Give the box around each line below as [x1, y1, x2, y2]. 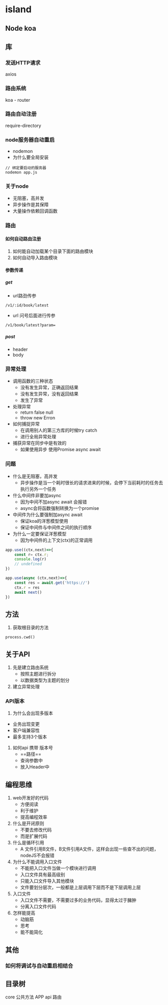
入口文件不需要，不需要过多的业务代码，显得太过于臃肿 [20, 897, 136, 903]
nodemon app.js [5, 170, 38, 175]
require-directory [5, 122, 42, 128]
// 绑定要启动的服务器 [5, 165, 47, 171]
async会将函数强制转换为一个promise [20, 505, 99, 511]
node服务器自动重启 [5, 136, 55, 143]
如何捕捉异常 [12, 421, 40, 427]
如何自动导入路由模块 [12, 254, 58, 260]
